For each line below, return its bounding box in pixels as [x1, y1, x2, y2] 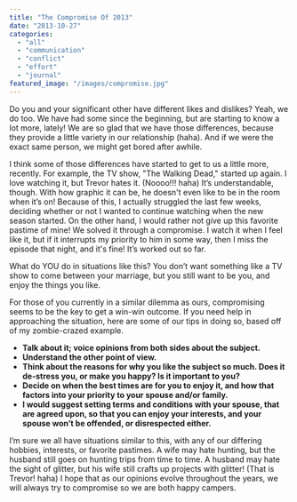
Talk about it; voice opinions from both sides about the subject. [21, 342, 261, 353]
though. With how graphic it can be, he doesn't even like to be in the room [9, 187, 280, 197]
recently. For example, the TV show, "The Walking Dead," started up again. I [9, 168, 287, 179]
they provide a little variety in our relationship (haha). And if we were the [9, 131, 274, 142]
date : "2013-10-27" [9, 21, 82, 30]
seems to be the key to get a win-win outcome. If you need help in [9, 306, 252, 316]
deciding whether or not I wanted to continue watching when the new [9, 205, 264, 216]
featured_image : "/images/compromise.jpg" [9, 79, 169, 88]
